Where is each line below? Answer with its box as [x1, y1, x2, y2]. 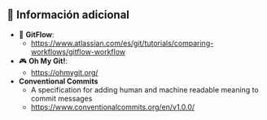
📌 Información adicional [7, 8, 130, 22]
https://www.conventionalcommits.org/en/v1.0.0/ [30, 102, 195, 112]
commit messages [30, 93, 93, 103]
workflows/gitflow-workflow [30, 46, 126, 57]
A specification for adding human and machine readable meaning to [30, 84, 259, 94]
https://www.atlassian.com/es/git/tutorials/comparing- [30, 38, 214, 48]
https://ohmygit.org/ [30, 67, 98, 77]
